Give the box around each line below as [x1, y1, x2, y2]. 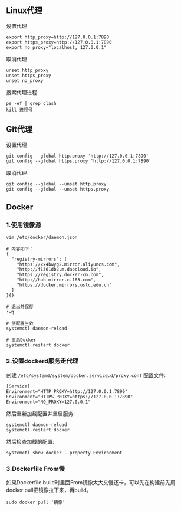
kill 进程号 [6, 107, 33, 113]
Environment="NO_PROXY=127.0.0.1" [6, 399, 91, 405]
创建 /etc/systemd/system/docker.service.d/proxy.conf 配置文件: [6, 371, 166, 379]
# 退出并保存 [6, 304, 34, 310]
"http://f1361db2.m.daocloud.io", [17, 267, 101, 273]
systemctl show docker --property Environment [6, 450, 123, 456]
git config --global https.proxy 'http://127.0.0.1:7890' [6, 158, 152, 164]
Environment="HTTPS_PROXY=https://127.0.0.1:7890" [6, 394, 133, 399]
